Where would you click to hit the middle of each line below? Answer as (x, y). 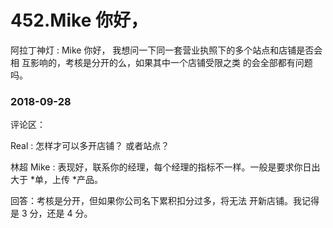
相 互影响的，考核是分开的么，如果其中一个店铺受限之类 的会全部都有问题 (161, 62)
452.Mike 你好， (79, 20)
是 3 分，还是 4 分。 (51, 213)
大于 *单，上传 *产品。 (56, 180)
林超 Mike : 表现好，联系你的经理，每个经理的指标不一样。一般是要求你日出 (165, 167)
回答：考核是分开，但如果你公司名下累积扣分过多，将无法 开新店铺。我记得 (165, 201)
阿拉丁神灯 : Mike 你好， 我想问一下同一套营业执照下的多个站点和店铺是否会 (166, 50)
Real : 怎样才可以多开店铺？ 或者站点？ (90, 146)
